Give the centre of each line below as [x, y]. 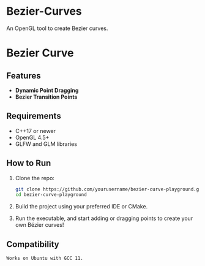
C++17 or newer [35, 131]
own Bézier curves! [39, 225]
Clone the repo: [35, 178]
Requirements [34, 116]
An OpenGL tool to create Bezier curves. [57, 28]
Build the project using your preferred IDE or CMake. [81, 207]
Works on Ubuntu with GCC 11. [45, 259]
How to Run [29, 163]
